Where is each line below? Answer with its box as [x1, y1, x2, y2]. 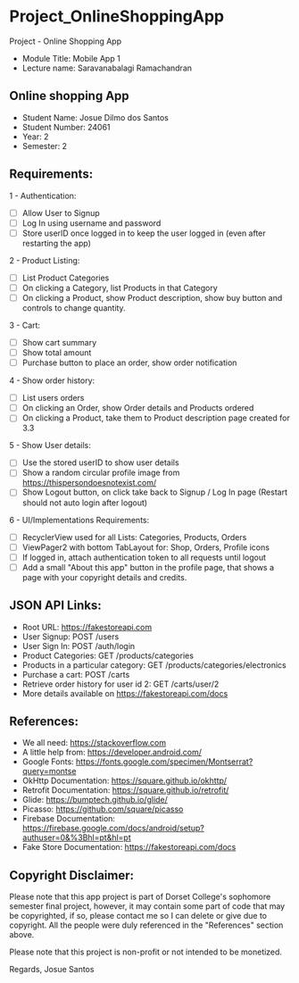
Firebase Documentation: [21, 813, 116, 824]
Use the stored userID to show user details [21, 457, 180, 468]
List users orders [21, 393, 85, 404]
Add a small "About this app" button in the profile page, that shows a [21, 562, 275, 572]
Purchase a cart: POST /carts [21, 669, 130, 679]
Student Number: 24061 [21, 121, 111, 132]
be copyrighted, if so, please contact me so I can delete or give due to [9, 911, 268, 921]
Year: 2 [21, 131, 49, 142]
